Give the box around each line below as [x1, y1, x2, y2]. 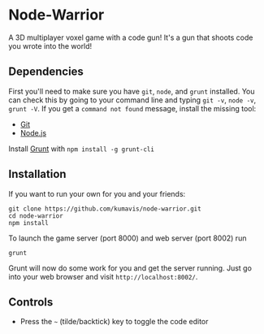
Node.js [19, 128, 47, 137]
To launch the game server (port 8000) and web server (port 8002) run [8, 233, 247, 243]
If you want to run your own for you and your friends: [8, 189, 186, 198]
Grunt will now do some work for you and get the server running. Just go [8, 262, 252, 273]
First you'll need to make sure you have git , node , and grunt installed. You [8, 86, 255, 96]
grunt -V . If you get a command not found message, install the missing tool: [8, 103, 257, 113]
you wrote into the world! [8, 41, 93, 50]
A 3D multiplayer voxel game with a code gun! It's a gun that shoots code [8, 33, 253, 42]
